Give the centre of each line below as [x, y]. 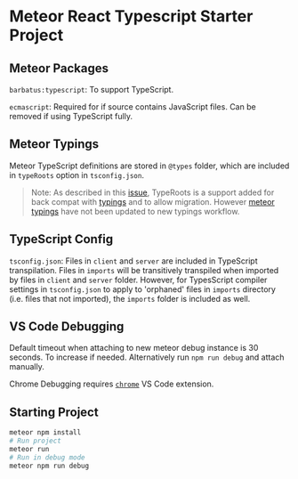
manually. [27, 367]
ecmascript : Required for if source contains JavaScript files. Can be [133, 107]
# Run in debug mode [48, 457]
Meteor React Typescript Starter [131, 16]
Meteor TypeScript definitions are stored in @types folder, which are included [149, 166]
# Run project [36, 441]
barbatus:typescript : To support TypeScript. [92, 89]
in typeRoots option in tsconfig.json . [77, 175]
